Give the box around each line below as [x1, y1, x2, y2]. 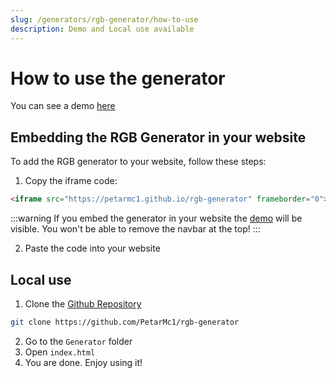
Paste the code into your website [24, 242, 161, 255]
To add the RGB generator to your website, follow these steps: [10, 156, 267, 168]
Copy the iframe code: [24, 175, 118, 187]
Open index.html [24, 346, 96, 358]
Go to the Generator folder [24, 335, 133, 347]
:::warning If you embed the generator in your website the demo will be [10, 212, 303, 225]
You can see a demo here [10, 100, 116, 112]
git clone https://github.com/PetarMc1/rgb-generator [10, 317, 240, 327]
